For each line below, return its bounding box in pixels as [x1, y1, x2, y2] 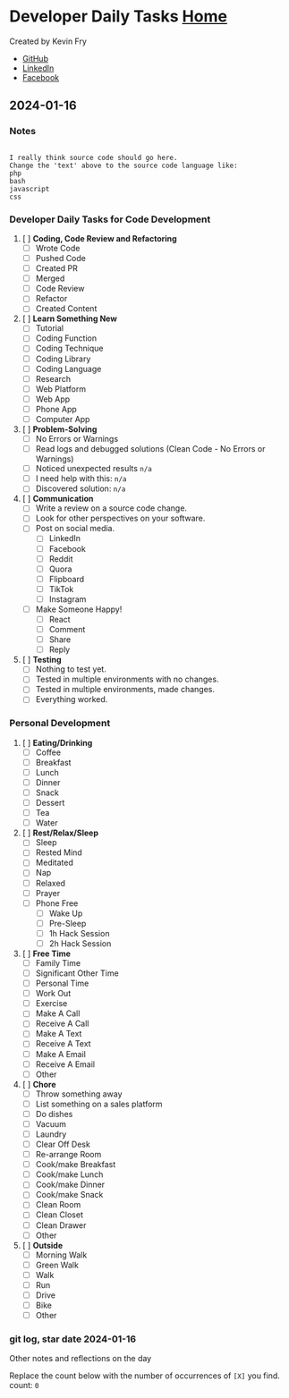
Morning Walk [35, 1250, 88, 1260]
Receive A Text [35, 1038, 91, 1049]
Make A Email [35, 1048, 87, 1059]
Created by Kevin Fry [9, 36, 88, 47]
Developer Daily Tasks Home [9, 6, 228, 27]
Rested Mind [35, 847, 82, 858]
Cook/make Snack [35, 1190, 104, 1200]
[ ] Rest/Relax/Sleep [21, 827, 98, 838]
